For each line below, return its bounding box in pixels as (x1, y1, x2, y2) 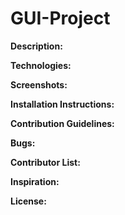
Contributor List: (10, 156, 81, 168)
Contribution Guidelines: (10, 117, 115, 129)
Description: (10, 40, 63, 52)
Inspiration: (10, 175, 60, 187)
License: (10, 195, 47, 207)
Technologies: (10, 59, 72, 71)
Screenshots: (10, 78, 68, 91)
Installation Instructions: (10, 98, 115, 110)
